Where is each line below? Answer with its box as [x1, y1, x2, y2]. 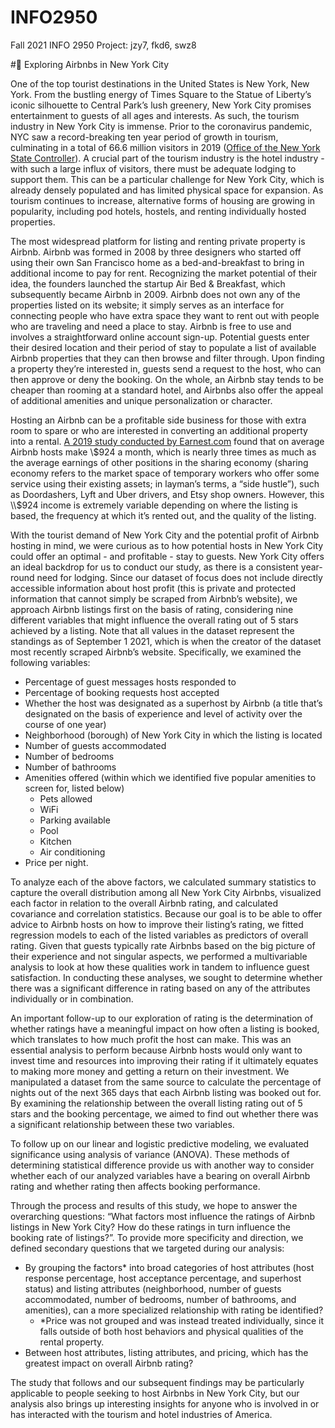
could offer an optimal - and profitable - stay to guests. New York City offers [10, 550, 325, 562]
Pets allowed [39, 792, 93, 805]
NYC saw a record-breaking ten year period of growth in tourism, [10, 131, 279, 143]
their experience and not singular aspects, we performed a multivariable [10, 950, 308, 962]
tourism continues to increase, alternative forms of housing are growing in [10, 194, 316, 206]
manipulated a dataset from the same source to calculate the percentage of [10, 1076, 322, 1088]
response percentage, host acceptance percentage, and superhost [24, 1272, 302, 1284]
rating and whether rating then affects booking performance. [10, 1180, 261, 1192]
